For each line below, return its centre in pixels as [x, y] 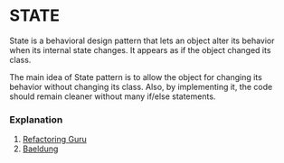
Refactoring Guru [55, 140]
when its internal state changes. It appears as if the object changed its [140, 50]
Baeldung [40, 149]
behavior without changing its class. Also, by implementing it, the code [141, 86]
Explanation [36, 120]
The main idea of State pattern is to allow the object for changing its [136, 77]
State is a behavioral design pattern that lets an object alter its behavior [142, 41]
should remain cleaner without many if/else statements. [113, 96]
